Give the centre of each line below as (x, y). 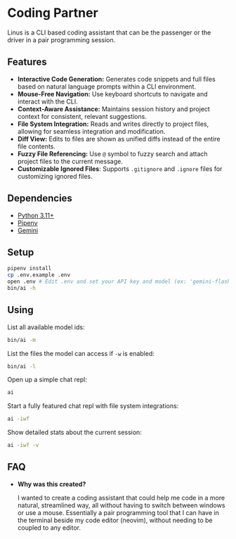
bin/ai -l (22, 366)
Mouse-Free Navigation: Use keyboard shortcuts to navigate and (113, 94)
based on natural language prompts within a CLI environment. (107, 87)
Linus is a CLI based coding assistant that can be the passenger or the (109, 32)
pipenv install (29, 269)
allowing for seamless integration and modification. (91, 131)
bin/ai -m (22, 340)
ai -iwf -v (23, 445)
